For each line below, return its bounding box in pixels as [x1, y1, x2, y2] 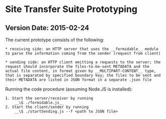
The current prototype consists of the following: [5, 37, 105, 43]
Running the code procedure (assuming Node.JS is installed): [5, 86, 133, 92]
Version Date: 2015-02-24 [5, 24, 90, 32]
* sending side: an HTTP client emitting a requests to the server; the [5, 60, 161, 65]
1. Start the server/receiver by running [5, 96, 94, 101]
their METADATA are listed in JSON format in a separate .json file [5, 77, 152, 82]
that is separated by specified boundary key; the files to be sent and [5, 73, 161, 78]
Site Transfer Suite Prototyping [5, 4, 137, 15]
